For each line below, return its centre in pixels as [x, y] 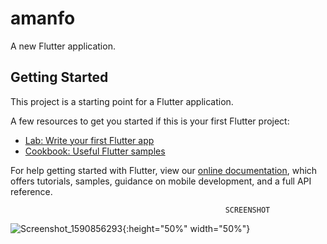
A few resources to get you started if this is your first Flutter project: [150, 121]
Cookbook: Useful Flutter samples [95, 151]
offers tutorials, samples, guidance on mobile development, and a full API [161, 181]
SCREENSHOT [247, 210]
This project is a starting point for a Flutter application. [122, 101]
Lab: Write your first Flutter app [89, 140]
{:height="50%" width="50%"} [186, 228]
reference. [31, 191]
